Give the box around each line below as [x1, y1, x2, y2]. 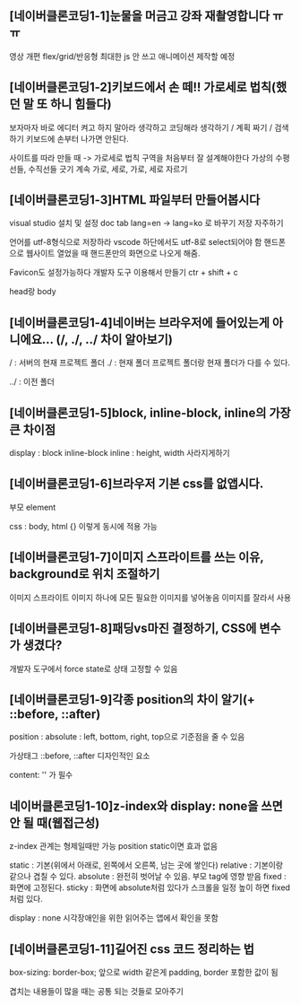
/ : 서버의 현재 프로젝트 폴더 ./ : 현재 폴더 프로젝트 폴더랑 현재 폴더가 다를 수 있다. [9, 357, 291, 368]
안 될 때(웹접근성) [9, 815, 100, 830]
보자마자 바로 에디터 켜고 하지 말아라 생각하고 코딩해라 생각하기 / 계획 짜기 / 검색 [9, 122, 289, 133]
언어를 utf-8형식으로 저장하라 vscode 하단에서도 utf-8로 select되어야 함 [9, 237, 262, 248]
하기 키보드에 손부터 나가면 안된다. [9, 133, 129, 144]
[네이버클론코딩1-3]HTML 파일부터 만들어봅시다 [9, 192, 261, 208]
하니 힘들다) [49, 97, 112, 112]
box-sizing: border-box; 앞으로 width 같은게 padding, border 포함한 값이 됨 [9, 966, 279, 977]
